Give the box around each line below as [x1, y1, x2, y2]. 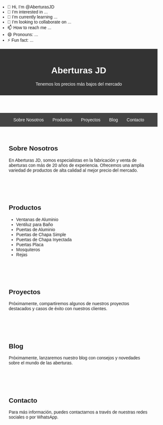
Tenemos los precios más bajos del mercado [35, 81, 122, 87]
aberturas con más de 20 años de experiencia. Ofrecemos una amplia [8, 162, 144, 168]
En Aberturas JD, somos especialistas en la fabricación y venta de [8, 157, 137, 163]
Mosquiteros [15, 246, 40, 252]
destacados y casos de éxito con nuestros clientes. [8, 306, 107, 312]
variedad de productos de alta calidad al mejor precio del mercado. [8, 167, 138, 173]
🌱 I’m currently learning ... [7, 14, 57, 20]
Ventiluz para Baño [15, 221, 53, 227]
